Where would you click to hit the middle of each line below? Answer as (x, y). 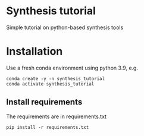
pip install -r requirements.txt (48, 127)
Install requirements (44, 102)
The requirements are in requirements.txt (57, 116)
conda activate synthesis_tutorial (50, 84)
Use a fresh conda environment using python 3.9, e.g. (72, 68)
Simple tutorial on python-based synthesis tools (65, 27)
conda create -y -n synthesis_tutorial (56, 78)
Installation (35, 51)
